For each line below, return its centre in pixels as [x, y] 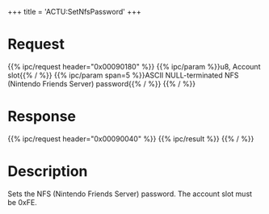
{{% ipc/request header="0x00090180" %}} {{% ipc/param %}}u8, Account [134, 66]
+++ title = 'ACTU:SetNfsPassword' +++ [75, 12]
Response [42, 117]
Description [48, 172]
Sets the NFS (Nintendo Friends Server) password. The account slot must [130, 194]
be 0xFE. [22, 202]
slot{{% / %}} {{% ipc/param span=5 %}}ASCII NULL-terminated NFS [123, 75]
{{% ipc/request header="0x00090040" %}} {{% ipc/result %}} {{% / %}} [131, 138]
